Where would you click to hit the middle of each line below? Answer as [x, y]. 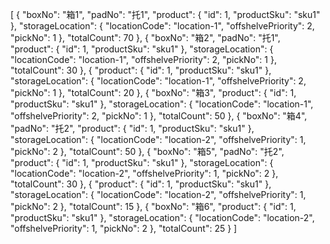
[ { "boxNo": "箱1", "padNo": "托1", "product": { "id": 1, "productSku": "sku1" [165, 14]
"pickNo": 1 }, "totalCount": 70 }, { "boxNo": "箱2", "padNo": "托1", [145, 37]
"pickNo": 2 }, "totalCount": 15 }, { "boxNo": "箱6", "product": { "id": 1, [153, 206]
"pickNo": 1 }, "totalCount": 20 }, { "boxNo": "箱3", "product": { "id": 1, [153, 92]
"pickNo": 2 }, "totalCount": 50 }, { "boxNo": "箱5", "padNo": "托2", [147, 151]
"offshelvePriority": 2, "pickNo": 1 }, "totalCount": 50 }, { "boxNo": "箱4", [159, 116]
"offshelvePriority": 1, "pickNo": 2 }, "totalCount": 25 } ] [124, 228]
